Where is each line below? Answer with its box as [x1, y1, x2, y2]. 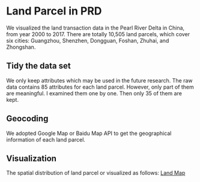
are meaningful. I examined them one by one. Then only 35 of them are [6, 89, 182, 97]
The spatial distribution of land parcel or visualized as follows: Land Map [6, 169, 186, 177]
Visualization [6, 153, 57, 163]
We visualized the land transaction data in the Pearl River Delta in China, [6, 24, 185, 31]
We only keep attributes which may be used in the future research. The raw [6, 77, 193, 84]
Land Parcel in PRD [6, 4, 102, 18]
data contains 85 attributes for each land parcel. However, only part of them [6, 83, 194, 90]
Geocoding [6, 113, 49, 124]
